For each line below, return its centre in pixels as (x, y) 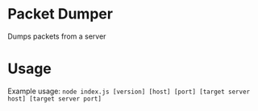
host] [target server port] (55, 99)
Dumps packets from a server (57, 36)
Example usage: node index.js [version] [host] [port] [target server (129, 91)
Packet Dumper (60, 14)
